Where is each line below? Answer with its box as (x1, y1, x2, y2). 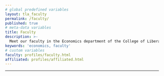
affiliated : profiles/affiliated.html (5, 57, 84, 62)
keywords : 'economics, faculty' (5, 43, 71, 48)
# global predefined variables (5, 7, 69, 12)
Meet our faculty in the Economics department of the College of (9, 39, 145, 44)
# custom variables (5, 48, 45, 53)
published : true (5, 20, 38, 26)
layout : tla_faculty (5, 12, 47, 17)
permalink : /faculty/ (5, 16, 49, 21)
